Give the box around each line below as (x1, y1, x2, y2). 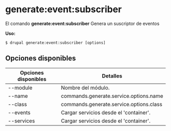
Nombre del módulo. (61, 84, 110, 91)
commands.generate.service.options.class (61, 100, 163, 108)
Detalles (101, 72, 123, 80)
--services (8, 117, 35, 124)
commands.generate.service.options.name (61, 92, 163, 99)
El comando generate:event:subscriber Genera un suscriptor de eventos (5, 20, 160, 27)
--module (8, 84, 33, 91)
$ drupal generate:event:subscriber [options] (5, 40, 106, 45)
